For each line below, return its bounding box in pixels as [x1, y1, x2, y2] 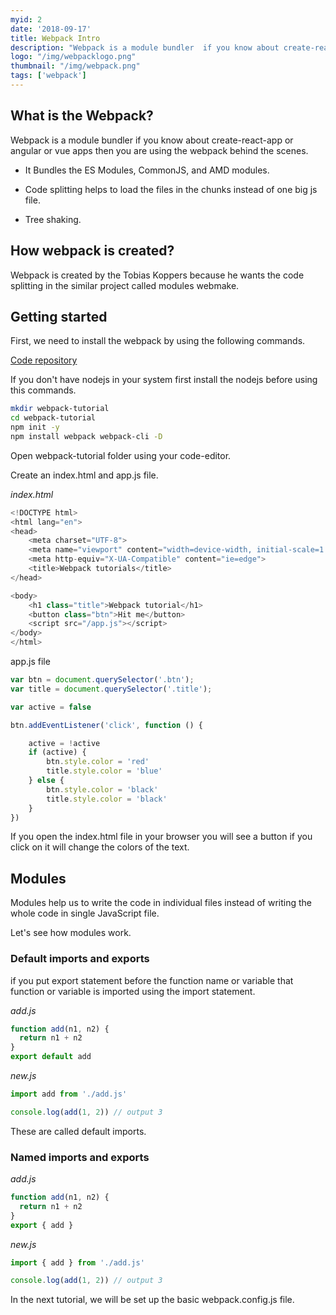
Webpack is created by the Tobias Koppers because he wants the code [10, 269, 305, 281]
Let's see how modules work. [10, 927, 132, 939]
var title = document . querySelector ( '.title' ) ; [10, 684, 213, 694]
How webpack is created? [10, 242, 175, 260]
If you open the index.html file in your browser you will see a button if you [10, 831, 313, 843]
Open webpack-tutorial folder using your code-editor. [10, 449, 232, 461]
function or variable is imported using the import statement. [10, 985, 256, 997]
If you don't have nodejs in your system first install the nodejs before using [10, 374, 318, 386]
